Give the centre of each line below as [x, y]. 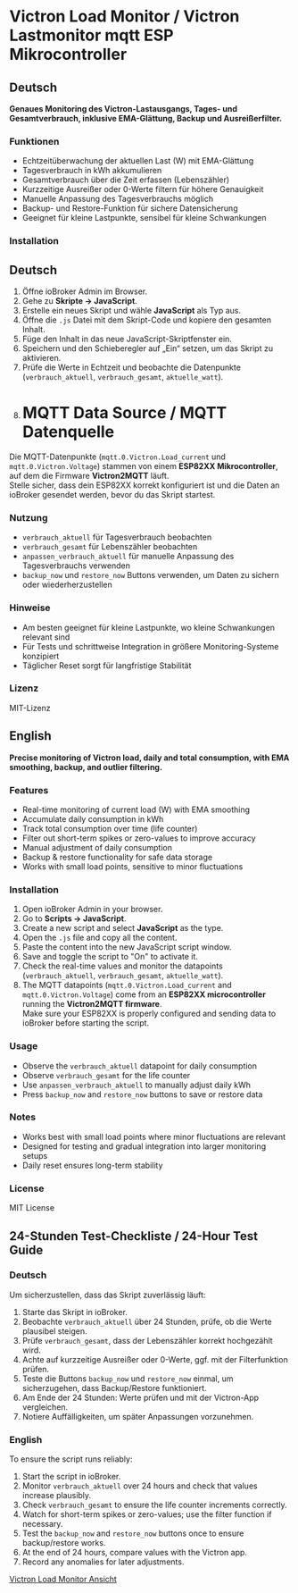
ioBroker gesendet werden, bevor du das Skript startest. [112, 494]
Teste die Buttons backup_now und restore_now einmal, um [128, 1379]
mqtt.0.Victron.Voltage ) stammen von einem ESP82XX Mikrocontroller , [144, 465]
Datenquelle [68, 432]
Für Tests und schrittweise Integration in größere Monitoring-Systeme [150, 646]
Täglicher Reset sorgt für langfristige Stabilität [107, 665]
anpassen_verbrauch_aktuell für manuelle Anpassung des [128, 557]
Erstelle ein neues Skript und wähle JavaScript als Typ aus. [132, 311]
